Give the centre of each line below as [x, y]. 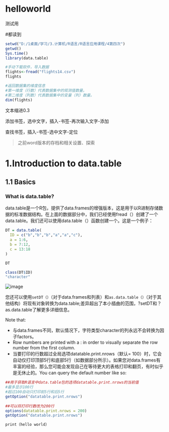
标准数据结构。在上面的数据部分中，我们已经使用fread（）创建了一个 [86, 214]
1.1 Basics [20, 182]
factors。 [27, 337]
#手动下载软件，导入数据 [27, 67]
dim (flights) [19, 100]
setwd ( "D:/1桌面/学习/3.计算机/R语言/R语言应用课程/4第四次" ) [65, 44]
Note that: [16, 320]
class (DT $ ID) [19, 272]
